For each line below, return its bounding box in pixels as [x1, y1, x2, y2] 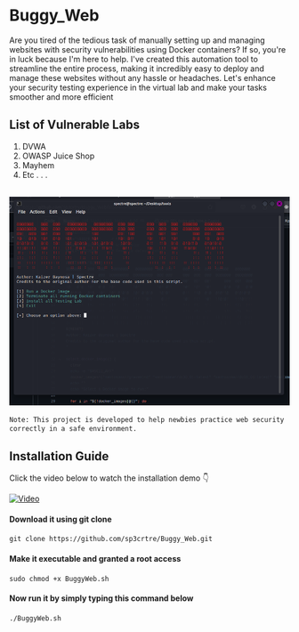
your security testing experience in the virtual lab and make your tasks [9, 82, 267, 93]
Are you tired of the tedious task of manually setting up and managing [9, 35, 265, 45]
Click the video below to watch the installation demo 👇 [9, 473, 209, 483]
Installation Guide [9, 449, 109, 464]
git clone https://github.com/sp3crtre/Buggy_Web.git [9, 535, 214, 544]
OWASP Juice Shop [21, 150, 95, 161]
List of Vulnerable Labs [9, 117, 141, 133]
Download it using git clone [9, 514, 113, 524]
